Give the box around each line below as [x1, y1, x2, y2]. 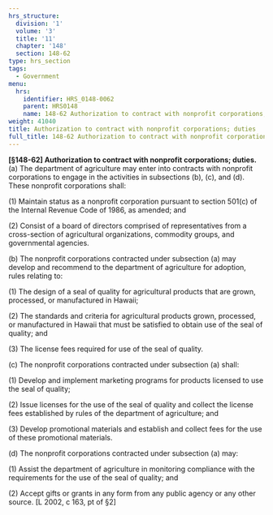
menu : [8, 79, 27, 88]
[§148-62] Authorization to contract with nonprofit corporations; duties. [8, 155, 258, 165]
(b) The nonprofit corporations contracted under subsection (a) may [8, 253, 237, 264]
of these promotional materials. [8, 432, 113, 442]
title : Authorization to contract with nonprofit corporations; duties [8, 125, 256, 133]
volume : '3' [15, 27, 57, 35]
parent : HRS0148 [23, 102, 79, 110]
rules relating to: [8, 271, 63, 281]
